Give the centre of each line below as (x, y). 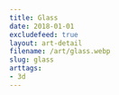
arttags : (26, 69)
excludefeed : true (44, 34)
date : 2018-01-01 (42, 26)
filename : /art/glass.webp (60, 52)
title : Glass (34, 18)
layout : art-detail (46, 43)
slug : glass (32, 60)
